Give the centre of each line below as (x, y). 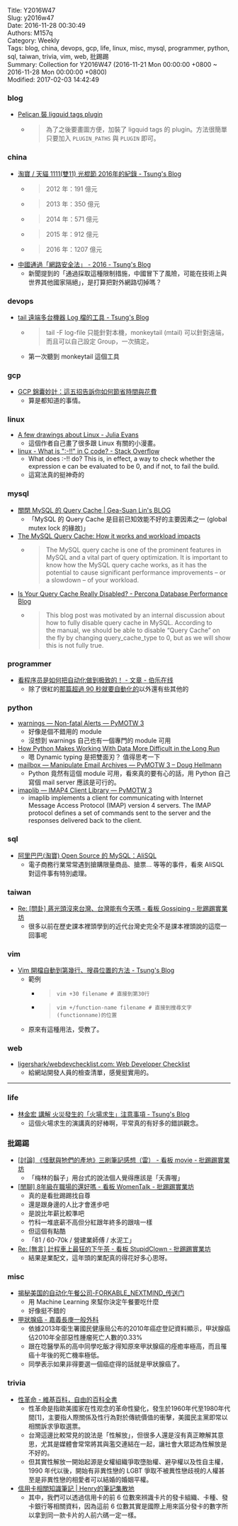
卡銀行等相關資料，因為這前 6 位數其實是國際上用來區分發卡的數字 (125, 1506)
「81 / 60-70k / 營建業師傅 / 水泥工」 (82, 1240)
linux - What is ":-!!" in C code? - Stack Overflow (89, 452)
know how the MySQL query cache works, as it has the (126, 565)
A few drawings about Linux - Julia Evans (78, 435)
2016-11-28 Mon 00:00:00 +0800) (57, 72)
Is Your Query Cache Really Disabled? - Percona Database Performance (123, 594)
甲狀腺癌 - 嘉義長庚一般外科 (58, 1320)
